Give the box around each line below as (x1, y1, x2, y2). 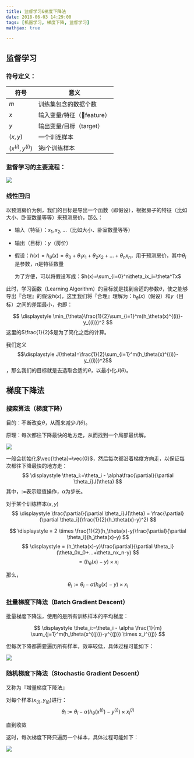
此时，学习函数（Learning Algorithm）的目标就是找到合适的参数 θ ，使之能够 (6, 285, 188, 293)
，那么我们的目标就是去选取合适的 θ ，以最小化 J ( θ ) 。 (6, 366, 132, 373)
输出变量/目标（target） (38, 122, 104, 130)
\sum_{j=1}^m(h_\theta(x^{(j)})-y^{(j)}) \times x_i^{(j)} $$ (30, 630, 165, 637)
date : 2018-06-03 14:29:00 (6, 14, 72, 20)
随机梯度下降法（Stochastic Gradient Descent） (6, 670, 143, 678)
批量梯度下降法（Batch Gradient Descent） (6, 598, 129, 606)
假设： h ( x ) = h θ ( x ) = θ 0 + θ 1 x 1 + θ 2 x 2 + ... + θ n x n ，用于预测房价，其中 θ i (14, 252, 186, 260)
